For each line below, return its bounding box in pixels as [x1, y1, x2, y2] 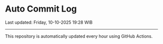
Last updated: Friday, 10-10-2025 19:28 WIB [5, 19, 93, 25]
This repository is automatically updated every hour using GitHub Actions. [5, 33, 153, 39]
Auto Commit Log [5, 3, 77, 15]
